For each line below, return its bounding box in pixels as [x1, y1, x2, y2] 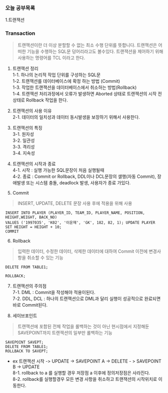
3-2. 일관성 [12, 137, 35, 143]
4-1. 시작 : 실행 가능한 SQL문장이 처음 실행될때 [12, 167, 105, 173]
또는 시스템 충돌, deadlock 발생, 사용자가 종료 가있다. [26, 179, 131, 185]
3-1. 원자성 [12, 131, 34, 137]
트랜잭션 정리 [12, 65, 39, 71]
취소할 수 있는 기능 [27, 254, 64, 261]
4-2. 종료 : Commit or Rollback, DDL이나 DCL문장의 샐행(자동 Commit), [12, 173, 156, 179]
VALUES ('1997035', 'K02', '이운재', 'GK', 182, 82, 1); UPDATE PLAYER [5, 220, 155, 225]
